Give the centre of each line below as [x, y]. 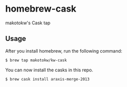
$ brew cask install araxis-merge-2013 [47, 79]
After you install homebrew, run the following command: [64, 51]
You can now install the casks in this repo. [49, 70]
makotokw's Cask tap [28, 23]
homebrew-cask [41, 9]
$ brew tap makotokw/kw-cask [36, 60]
